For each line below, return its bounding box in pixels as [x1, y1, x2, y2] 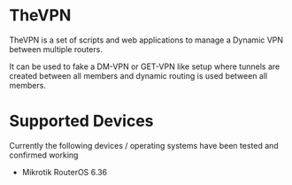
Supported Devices [9, 112, 154, 131]
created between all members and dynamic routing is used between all [9, 70, 268, 81]
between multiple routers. [9, 43, 104, 54]
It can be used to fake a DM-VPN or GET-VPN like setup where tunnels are [9, 61, 280, 72]
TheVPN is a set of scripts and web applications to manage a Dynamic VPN [9, 35, 284, 45]
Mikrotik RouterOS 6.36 [21, 166, 108, 177]
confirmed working [9, 150, 79, 160]
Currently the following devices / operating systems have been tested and [9, 140, 279, 150]
